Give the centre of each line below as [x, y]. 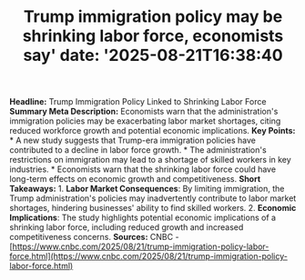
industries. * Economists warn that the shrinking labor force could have [142, 169]
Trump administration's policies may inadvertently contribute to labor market [153, 198]
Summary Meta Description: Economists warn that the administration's [144, 112]
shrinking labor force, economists [153, 36]
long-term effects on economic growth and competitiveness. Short [135, 179]
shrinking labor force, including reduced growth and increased [127, 227]
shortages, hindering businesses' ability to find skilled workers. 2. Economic [153, 208]
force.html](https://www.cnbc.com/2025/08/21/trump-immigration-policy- [149, 256]
